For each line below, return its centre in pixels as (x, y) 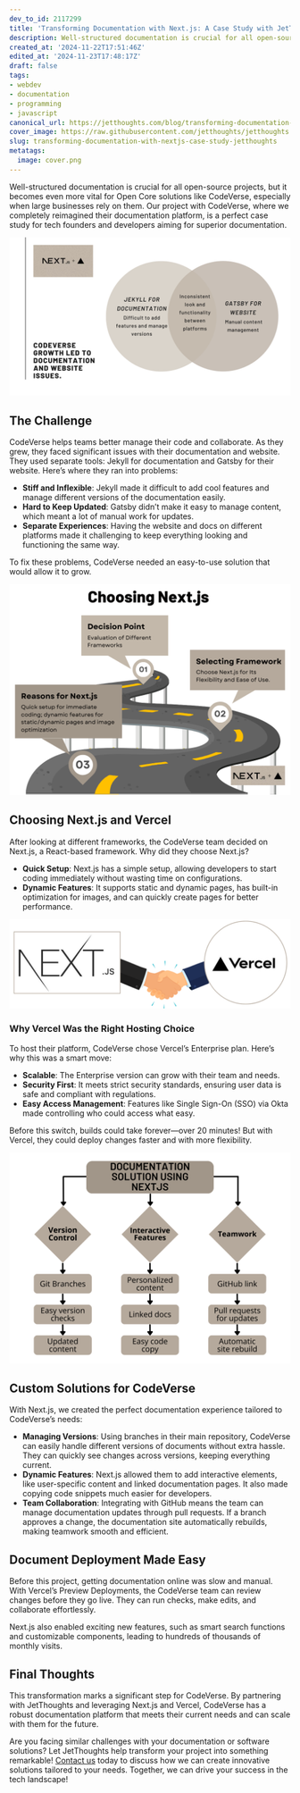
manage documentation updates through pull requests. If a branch (144, 1512)
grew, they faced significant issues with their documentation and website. (145, 452)
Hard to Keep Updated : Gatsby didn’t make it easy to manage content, (152, 507)
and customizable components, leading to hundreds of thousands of (135, 1637)
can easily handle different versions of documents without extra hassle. (154, 1446)
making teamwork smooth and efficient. (96, 1531)
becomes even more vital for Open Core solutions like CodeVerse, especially (150, 196)
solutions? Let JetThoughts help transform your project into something (139, 1751)
